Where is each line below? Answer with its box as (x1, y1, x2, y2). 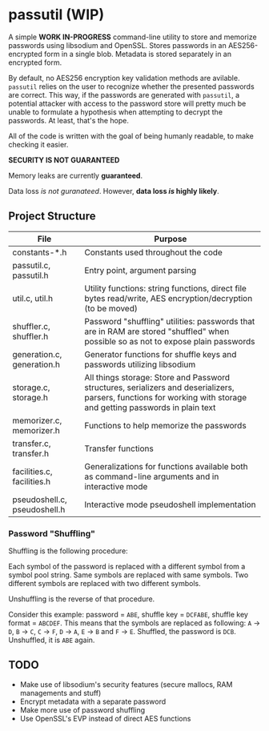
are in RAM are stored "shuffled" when (83, 326, 230, 337)
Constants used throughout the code (83, 247, 223, 258)
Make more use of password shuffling (19, 705, 146, 714)
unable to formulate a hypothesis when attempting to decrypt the (8, 106, 223, 117)
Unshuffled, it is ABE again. (8, 635, 95, 645)
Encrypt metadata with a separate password (19, 697, 167, 706)
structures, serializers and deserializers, (83, 382, 235, 393)
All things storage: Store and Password (83, 372, 231, 383)
